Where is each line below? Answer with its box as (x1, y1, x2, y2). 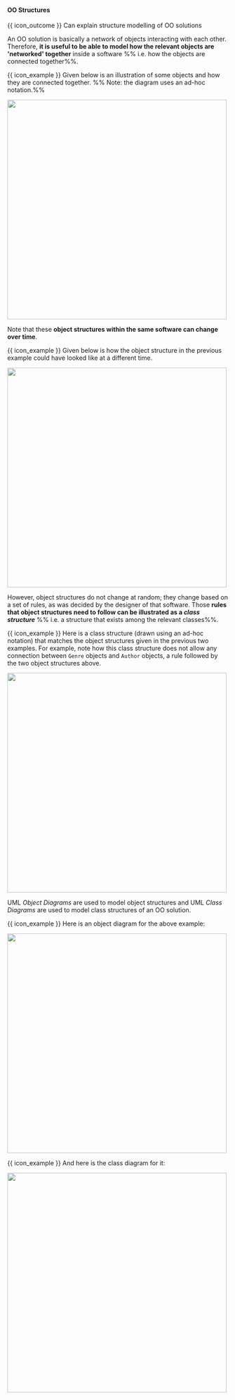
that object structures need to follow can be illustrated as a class (7, 608, 200, 616)
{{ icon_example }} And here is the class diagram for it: (7, 1159, 166, 1167)
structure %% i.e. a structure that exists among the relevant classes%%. (7, 616, 219, 624)
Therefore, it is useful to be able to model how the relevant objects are (7, 42, 215, 51)
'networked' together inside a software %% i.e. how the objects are (7, 50, 206, 58)
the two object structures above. (7, 659, 102, 668)
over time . (7, 332, 37, 341)
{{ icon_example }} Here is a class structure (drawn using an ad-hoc (7, 629, 204, 637)
